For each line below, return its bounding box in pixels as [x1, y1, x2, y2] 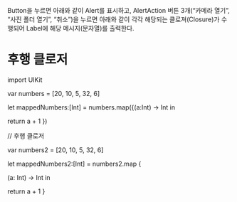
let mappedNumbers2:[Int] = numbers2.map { [7, 159, 142, 168]
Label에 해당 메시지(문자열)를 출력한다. [26, 24, 135, 32]
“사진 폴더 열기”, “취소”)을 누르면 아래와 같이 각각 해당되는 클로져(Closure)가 [7, 15, 220, 23]
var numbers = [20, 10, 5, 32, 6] [7, 89, 100, 97]
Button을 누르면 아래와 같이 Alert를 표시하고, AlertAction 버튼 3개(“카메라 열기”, [7, 6, 230, 14]
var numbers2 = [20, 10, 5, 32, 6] [7, 145, 104, 154]
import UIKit [7, 75, 43, 84]
